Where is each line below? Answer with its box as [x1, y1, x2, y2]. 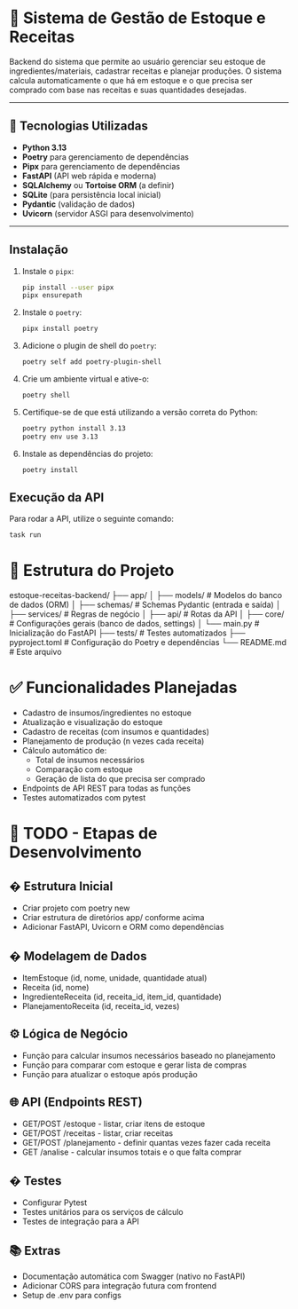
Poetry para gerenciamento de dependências [21, 151, 189, 162]
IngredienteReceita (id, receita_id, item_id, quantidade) [21, 991, 222, 1002]
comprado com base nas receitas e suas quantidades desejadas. [9, 84, 247, 95]
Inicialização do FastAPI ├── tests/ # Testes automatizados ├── [9, 627, 246, 638]
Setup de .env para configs [21, 1290, 122, 1301]
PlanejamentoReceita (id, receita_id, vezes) [21, 1000, 180, 1011]
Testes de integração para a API [21, 1216, 140, 1227]
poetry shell [21, 390, 71, 400]
